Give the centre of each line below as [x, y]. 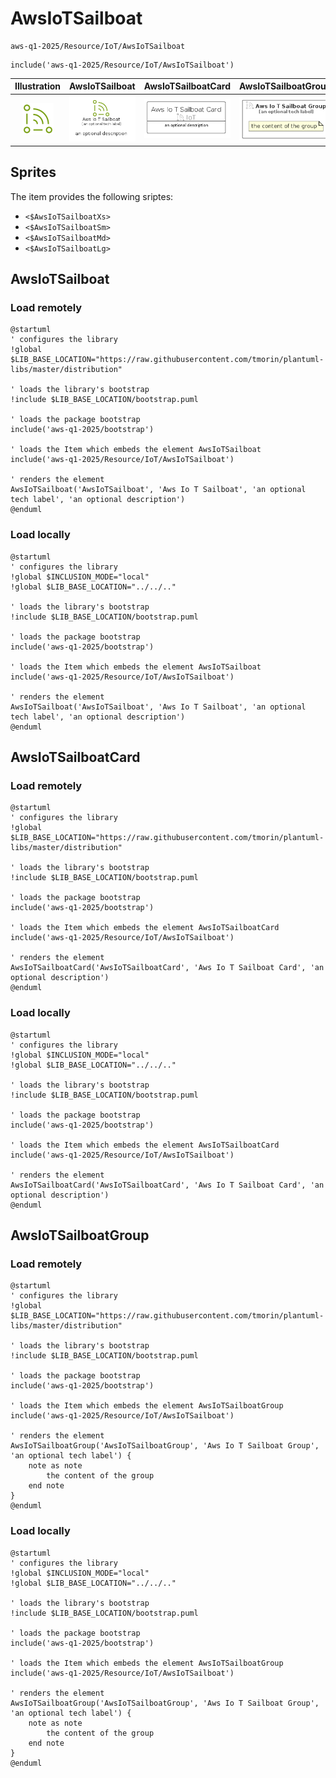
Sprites [33, 172]
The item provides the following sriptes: [92, 196]
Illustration [38, 86]
